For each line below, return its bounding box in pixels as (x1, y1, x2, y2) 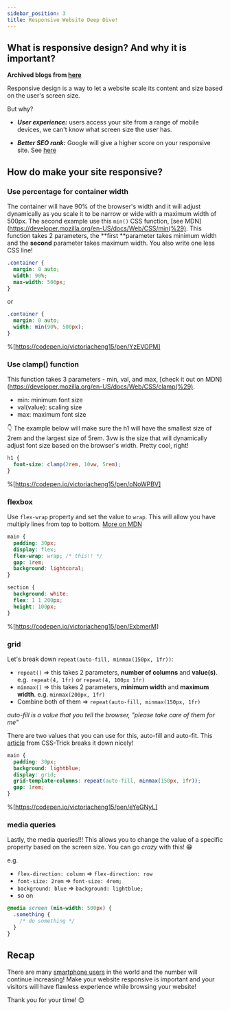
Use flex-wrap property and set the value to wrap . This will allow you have (7, 513, 216, 521)
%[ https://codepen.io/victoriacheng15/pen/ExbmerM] (7, 622, 159, 630)
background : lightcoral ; (13, 565, 84, 572)
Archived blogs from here (7, 71, 82, 79)
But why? (7, 105, 34, 113)
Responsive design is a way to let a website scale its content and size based (7, 84, 223, 93)
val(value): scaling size (16, 403, 82, 411)
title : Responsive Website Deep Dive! (7, 17, 118, 23)
